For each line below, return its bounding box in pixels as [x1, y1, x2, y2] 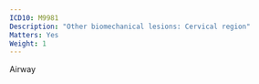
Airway [9, 64, 36, 75]
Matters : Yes [9, 30, 59, 39]
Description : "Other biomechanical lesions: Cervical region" [9, 22, 251, 31]
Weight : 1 [9, 38, 47, 48]
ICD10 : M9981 [9, 13, 59, 23]
